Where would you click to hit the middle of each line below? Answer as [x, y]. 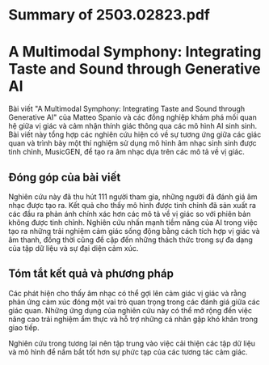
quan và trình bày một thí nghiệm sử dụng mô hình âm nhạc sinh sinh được [132, 143]
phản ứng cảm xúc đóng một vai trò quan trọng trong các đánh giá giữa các [134, 302]
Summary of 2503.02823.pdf [109, 15]
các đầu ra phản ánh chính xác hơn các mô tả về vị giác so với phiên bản [130, 214]
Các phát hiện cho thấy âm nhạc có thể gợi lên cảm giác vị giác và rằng [127, 293]
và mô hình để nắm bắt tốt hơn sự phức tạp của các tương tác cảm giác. [128, 352]
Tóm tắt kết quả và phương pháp [91, 274]
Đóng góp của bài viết [65, 177]
